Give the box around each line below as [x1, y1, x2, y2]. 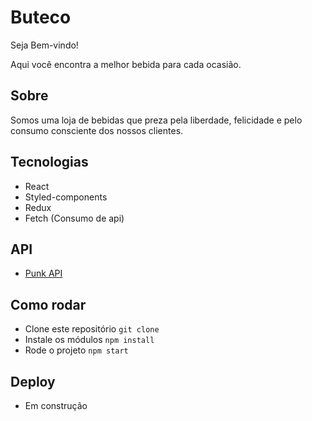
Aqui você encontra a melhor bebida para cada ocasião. [10, 58, 242, 70]
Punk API [24, 267, 63, 280]
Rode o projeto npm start [24, 344, 129, 356]
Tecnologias [10, 154, 89, 171]
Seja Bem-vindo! [10, 39, 79, 51]
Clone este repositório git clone [24, 323, 160, 335]
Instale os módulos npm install [24, 334, 155, 346]
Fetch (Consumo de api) [24, 212, 125, 224]
